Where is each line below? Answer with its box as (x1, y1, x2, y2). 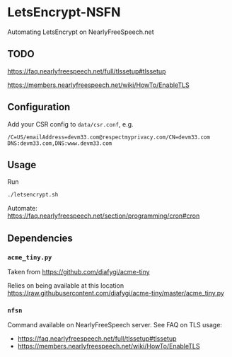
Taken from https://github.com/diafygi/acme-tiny (7, 267, 150, 276)
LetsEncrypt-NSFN (7, 4, 121, 21)
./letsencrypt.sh (7, 192, 59, 199)
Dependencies (7, 232, 73, 244)
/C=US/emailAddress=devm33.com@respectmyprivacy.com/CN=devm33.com (7, 134, 211, 141)
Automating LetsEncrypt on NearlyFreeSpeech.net (7, 28, 154, 36)
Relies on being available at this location (7, 281, 124, 290)
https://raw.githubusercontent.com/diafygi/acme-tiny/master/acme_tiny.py (7, 288, 225, 297)
